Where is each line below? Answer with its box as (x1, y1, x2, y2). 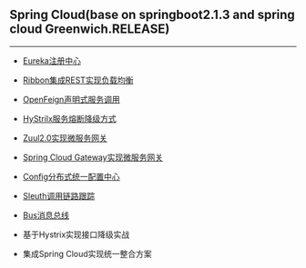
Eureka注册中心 (22, 55, 82, 66)
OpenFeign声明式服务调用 (22, 94, 120, 104)
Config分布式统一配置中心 (22, 171, 120, 182)
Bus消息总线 (22, 209, 70, 221)
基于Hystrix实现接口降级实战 (22, 229, 130, 240)
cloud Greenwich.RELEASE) (9, 22, 170, 37)
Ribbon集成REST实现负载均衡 (22, 74, 134, 85)
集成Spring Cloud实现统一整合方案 (22, 248, 152, 259)
